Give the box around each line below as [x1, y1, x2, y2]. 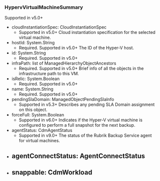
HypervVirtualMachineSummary [4, 4, 83, 11]
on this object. [18, 107, 48, 113]
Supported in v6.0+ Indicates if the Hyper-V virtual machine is [18, 117, 143, 123]
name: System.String [11, 86, 54, 92]
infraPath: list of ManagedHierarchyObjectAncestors [11, 60, 117, 66]
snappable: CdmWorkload [11, 168, 93, 177]
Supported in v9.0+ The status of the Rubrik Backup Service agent [18, 132, 152, 138]
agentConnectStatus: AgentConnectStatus [11, 152, 145, 160]
